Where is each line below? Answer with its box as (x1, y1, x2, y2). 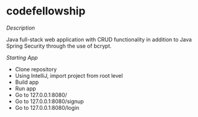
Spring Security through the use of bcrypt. (6, 42, 112, 49)
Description (6, 24, 35, 31)
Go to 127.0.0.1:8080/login (14, 104, 80, 111)
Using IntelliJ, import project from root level (14, 72, 123, 79)
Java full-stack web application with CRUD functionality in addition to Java (6, 36, 192, 43)
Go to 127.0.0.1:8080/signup (14, 98, 85, 105)
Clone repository (14, 65, 57, 73)
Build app (14, 78, 39, 86)
